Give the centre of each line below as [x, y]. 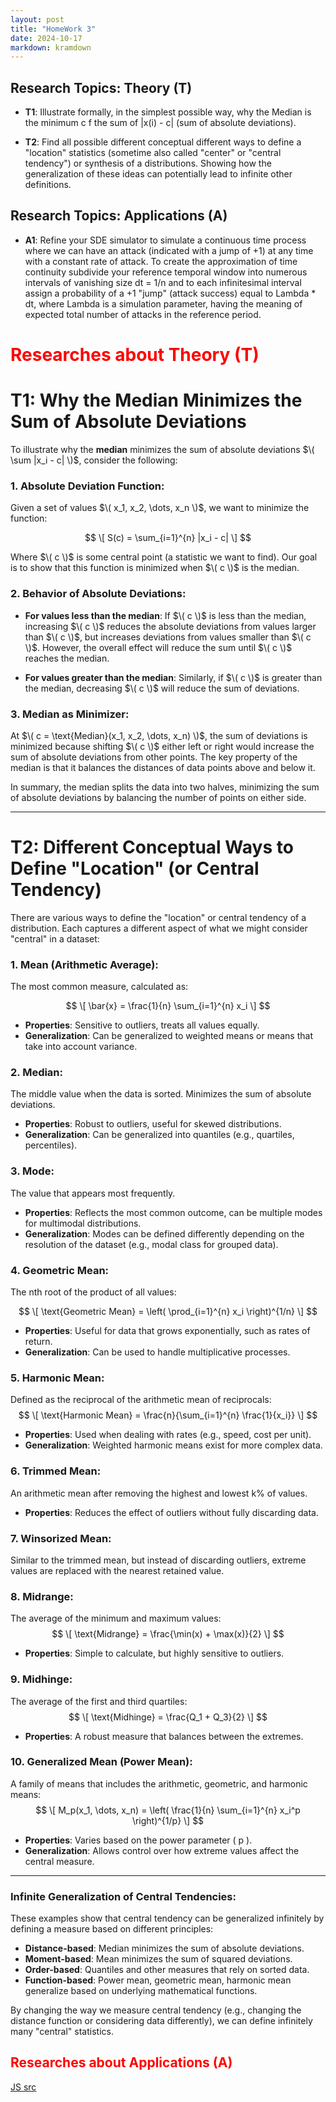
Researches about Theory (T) [135, 355]
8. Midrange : [42, 1596]
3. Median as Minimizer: [70, 714]
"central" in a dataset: [55, 938]
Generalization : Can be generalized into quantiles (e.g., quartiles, [159, 1135]
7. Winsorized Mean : [61, 1538]
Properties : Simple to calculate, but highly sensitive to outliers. [154, 1653]
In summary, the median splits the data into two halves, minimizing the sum [165, 787]
